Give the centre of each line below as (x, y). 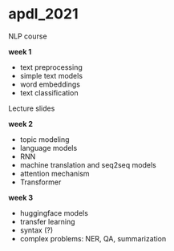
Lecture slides (32, 108)
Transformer (40, 182)
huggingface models (54, 213)
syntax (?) (36, 230)
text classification (49, 92)
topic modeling (45, 139)
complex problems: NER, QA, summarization (93, 238)
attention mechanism (55, 173)
